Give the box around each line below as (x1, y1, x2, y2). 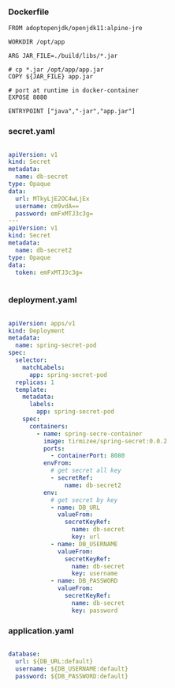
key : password (71, 606, 118, 614)
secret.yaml (8, 126, 55, 137)
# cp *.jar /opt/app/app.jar (8, 66, 104, 74)
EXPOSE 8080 (8, 93, 47, 101)
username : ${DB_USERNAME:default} (15, 664, 128, 673)
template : (15, 386, 47, 393)
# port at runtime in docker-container (8, 86, 140, 95)
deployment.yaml (8, 295, 77, 306)
